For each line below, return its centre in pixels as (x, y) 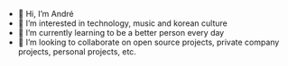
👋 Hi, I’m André (46, 14)
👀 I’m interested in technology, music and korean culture (122, 23)
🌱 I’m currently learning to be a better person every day (121, 33)
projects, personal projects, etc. (77, 52)
